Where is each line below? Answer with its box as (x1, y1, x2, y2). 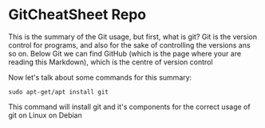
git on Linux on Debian (8, 110, 82, 120)
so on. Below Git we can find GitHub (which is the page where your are (8, 48, 242, 58)
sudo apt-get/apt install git (8, 87, 109, 96)
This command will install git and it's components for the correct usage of (8, 102, 251, 111)
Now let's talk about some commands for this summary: (8, 72, 192, 82)
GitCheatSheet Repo (8, 6, 147, 24)
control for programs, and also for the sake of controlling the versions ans (8, 40, 251, 49)
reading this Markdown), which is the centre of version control (8, 57, 213, 67)
